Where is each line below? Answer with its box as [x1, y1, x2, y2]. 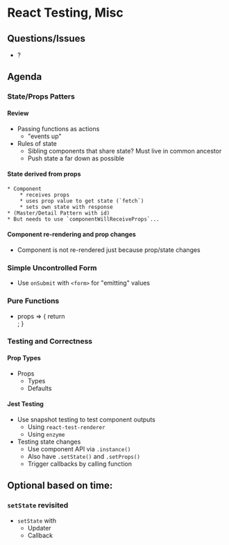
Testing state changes [17, 437, 81, 446]
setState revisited [7, 501, 69, 510]
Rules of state [17, 139, 57, 147]
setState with [17, 516, 57, 525]
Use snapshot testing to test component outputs [17, 415, 156, 424]
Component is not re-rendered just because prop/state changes [17, 245, 201, 254]
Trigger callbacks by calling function [27, 460, 132, 468]
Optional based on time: [7, 480, 113, 492]
